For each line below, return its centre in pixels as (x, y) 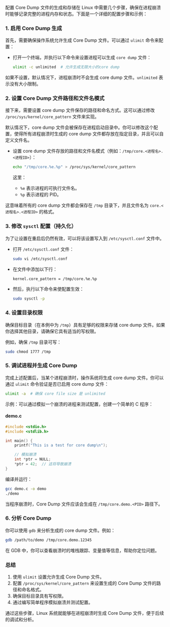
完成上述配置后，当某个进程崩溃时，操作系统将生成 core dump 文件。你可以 (84, 378)
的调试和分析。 (21, 619)
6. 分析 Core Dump (28, 518)
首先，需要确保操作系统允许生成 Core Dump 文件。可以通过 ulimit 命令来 (82, 40)
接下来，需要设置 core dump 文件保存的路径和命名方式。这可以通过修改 (80, 110)
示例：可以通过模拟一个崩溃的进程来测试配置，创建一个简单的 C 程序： (79, 404)
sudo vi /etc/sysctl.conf (40, 259)
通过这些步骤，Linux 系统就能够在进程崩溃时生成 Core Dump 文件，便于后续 (85, 613)
